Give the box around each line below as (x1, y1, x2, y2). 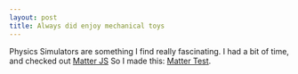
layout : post (9, 12, 58, 22)
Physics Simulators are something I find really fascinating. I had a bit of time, (9, 45, 289, 56)
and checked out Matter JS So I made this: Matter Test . (9, 55, 212, 66)
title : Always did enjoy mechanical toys (9, 21, 165, 30)
